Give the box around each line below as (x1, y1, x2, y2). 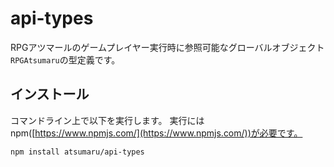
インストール (10, 86, 90, 103)
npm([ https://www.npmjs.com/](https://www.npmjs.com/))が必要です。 (10, 127, 303, 139)
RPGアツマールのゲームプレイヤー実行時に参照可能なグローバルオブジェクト (10, 41, 325, 53)
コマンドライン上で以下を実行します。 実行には (10, 114, 205, 126)
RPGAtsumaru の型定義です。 (10, 53, 121, 66)
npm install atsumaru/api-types (10, 147, 145, 157)
